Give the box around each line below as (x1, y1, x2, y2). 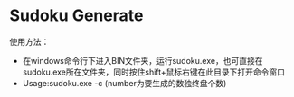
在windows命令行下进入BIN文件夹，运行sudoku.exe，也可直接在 (22, 55, 263, 66)
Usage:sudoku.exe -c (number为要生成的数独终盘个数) (22, 77, 227, 88)
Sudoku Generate (9, 5, 144, 26)
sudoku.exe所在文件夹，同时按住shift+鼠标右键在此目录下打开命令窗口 (22, 66, 286, 77)
